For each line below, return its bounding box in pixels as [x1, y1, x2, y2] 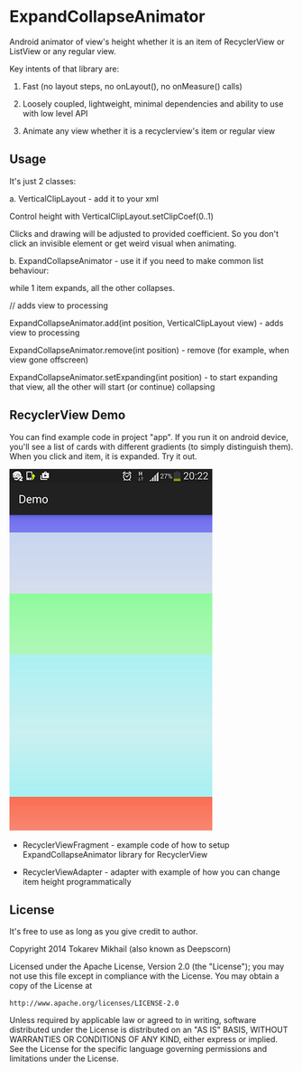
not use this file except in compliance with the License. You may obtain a [9, 971, 279, 982]
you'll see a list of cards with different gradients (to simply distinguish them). [9, 441, 294, 452]
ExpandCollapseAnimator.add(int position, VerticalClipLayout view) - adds [9, 317, 284, 328]
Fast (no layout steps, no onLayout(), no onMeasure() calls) [22, 80, 243, 91]
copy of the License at [9, 981, 93, 991]
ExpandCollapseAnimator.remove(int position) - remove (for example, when [9, 344, 290, 355]
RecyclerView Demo [9, 408, 126, 423]
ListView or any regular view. [9, 45, 116, 56]
